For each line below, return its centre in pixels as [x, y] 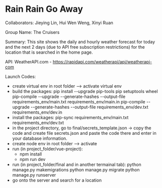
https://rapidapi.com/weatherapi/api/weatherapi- [102, 62]
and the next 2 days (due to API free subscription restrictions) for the [75, 47]
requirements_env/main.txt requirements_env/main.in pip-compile [79, 101]
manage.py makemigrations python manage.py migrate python [76, 170]
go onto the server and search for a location [57, 180]
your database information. [40, 138]
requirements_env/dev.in [37, 112]
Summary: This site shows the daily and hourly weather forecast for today [80, 42]
